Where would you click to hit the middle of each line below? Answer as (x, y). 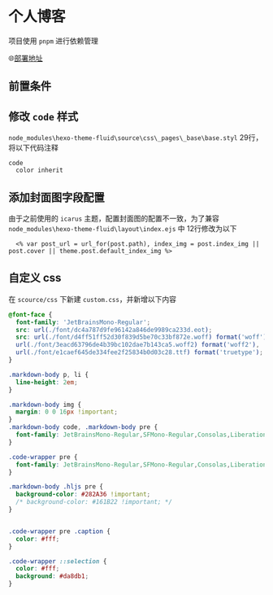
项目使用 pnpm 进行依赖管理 (54, 41)
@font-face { (30, 314)
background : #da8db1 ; (52, 576)
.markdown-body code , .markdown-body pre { (83, 427)
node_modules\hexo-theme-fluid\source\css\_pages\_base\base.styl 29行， (136, 138)
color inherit (39, 171)
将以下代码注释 (33, 148)
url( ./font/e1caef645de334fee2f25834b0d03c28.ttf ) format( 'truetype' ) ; (140, 352)
